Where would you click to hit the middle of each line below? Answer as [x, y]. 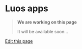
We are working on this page [47, 22]
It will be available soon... [43, 31]
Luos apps [27, 9]
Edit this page [19, 41]
